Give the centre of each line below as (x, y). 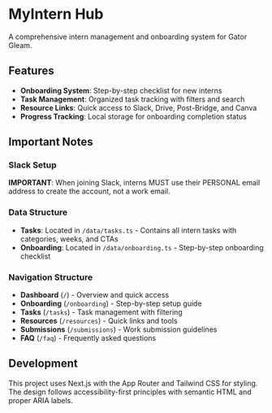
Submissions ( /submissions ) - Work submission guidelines (119, 329)
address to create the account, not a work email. (89, 191)
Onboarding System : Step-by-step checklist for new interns (121, 90)
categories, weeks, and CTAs (69, 239)
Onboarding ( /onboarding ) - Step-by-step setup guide (111, 304)
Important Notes (51, 142)
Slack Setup (32, 165)
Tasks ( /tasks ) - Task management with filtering (101, 312)
